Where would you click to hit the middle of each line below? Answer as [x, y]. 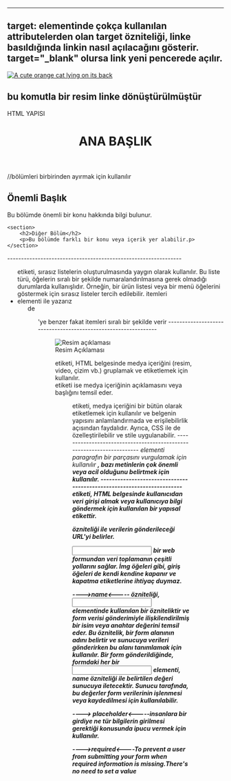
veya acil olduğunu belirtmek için [121, 472]
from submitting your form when [119, 756]
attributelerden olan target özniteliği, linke [99, 37]
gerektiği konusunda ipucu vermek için [129, 728]
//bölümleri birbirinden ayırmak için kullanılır [69, 176]
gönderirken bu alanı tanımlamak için [127, 647]
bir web [164, 550]
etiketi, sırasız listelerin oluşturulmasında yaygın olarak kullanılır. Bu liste [119, 271]
